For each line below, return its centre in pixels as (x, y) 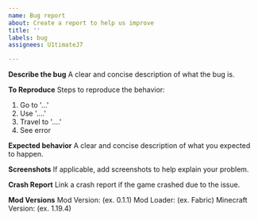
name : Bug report (37, 15)
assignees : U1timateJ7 (46, 45)
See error (35, 131)
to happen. (26, 154)
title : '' (25, 30)
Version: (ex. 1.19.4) (40, 209)
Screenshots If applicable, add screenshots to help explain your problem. (129, 169)
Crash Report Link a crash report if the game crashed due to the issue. (124, 185)
